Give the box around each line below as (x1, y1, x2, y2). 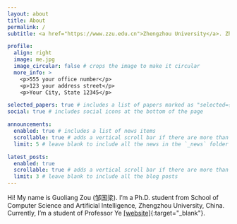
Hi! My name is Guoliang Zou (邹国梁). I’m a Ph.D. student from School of (7, 194, 219, 201)
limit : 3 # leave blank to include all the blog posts (13, 173, 178, 180)
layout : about (7, 10, 49, 18)
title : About (7, 17, 46, 24)
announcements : (7, 121, 52, 128)
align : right (13, 49, 52, 57)
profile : (7, 43, 33, 50)
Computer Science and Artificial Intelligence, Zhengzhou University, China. (7, 201, 225, 209)
